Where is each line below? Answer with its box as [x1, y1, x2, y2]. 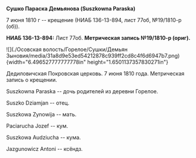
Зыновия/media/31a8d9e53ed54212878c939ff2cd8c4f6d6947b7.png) [6, 52, 180, 59]
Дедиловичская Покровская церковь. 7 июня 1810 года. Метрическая [6, 70, 185, 77]
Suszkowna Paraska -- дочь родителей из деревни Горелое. [6, 88, 158, 94]
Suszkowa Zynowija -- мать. [6, 111, 77, 118]
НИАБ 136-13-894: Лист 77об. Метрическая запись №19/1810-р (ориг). [6, 34, 191, 41]
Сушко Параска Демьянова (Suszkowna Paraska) [6, 5, 136, 12]
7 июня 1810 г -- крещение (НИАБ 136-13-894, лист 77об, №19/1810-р [6, 17, 182, 23]
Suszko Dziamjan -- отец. [6, 99, 70, 106]
